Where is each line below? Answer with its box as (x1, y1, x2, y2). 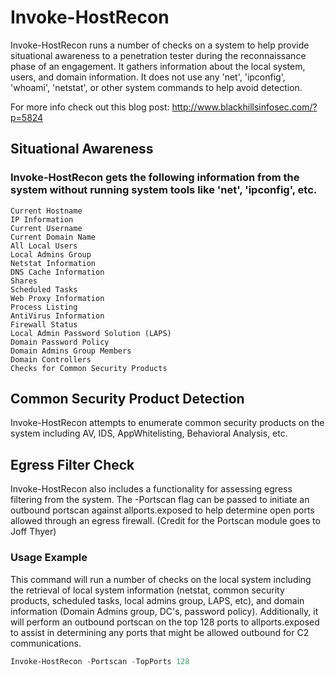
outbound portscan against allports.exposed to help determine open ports (10, 504, 315, 516)
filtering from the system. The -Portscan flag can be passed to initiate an (10, 494, 310, 506)
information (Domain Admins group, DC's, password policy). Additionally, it (10, 605, 319, 617)
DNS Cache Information (10, 267, 105, 277)
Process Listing (10, 302, 78, 312)
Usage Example (10, 551, 88, 565)
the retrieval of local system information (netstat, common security (10, 584, 285, 596)
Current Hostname (10, 206, 83, 216)
